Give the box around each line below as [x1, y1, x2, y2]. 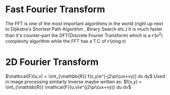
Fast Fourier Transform [5, 4, 105, 15]
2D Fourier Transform [5, 56, 99, 67]
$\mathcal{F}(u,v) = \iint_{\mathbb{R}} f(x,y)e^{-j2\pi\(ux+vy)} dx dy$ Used [5, 73, 165, 79]
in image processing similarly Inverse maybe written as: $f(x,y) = [5, 78, 142, 85]
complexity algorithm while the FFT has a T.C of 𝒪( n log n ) [5, 38, 126, 44]
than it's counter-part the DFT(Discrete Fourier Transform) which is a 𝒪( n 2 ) [5, 31, 163, 38]
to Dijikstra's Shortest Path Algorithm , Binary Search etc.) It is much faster [5, 26, 163, 32]
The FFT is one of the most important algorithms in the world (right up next [5, 20, 163, 27]
